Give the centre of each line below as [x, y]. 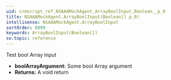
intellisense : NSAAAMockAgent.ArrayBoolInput [62, 22]
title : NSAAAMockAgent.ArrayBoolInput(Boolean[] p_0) [73, 17]
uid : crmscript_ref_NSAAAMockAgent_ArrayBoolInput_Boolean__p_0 [86, 11]
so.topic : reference [31, 38]
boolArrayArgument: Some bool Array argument [73, 66]
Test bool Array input [31, 55]
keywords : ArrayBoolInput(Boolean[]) [52, 33]
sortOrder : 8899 [26, 28]
